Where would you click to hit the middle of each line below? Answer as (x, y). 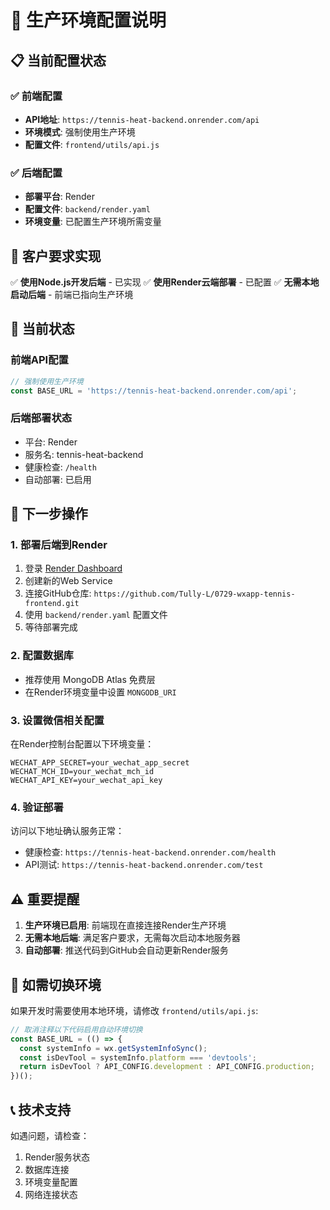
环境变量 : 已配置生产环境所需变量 (93, 222)
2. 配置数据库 (42, 656)
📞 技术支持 (41, 1109)
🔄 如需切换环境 (56, 984)
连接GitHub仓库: (58, 593)
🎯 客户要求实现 (56, 256)
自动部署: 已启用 (58, 479)
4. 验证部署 (37, 807)
